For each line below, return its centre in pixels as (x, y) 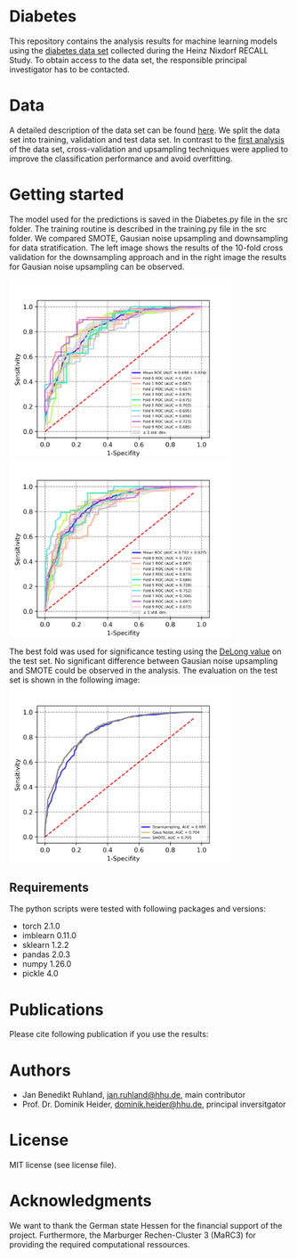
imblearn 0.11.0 (49, 936)
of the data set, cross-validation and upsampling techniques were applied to (149, 149)
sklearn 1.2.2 (45, 945)
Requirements (49, 887)
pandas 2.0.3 (46, 954)
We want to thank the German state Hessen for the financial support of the (146, 1226)
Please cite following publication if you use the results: (109, 1034)
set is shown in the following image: (75, 680)
